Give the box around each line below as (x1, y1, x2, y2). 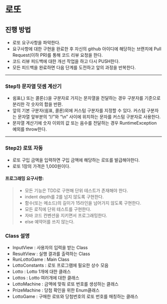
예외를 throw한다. (12, 126, 47, 132)
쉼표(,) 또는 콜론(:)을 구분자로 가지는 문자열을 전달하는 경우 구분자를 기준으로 (12, 95, 161, 101)
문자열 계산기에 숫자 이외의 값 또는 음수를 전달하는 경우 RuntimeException (12, 120, 157, 126)
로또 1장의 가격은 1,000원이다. (12, 163, 71, 169)
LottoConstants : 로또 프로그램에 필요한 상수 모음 (12, 262, 109, 269)
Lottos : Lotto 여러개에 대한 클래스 (12, 275, 80, 281)
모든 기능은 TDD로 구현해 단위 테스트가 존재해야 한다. (24, 187, 128, 193)
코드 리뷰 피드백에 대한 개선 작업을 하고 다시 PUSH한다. (12, 58, 120, 64)
